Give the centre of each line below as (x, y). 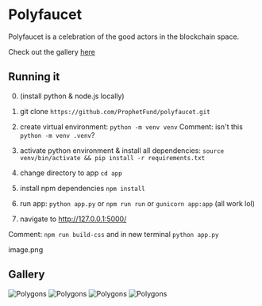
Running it (34, 77)
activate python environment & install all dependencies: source (122, 150)
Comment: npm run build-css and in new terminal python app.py (114, 234)
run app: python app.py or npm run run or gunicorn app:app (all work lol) (137, 203)
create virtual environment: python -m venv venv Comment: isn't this (131, 126)
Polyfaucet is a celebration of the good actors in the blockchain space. (124, 36)
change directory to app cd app (71, 173)
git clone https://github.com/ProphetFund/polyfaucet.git (115, 111)
